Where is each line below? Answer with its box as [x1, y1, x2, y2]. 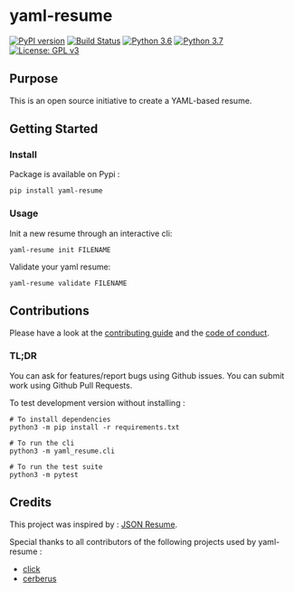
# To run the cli [9, 438, 75, 447]
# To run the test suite [9, 462, 103, 471]
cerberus [22, 573, 57, 584]
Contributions [9, 304, 90, 319]
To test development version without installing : [9, 397, 185, 408]
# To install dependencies [9, 415, 111, 424]
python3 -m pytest [9, 470, 79, 479]
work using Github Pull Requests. [9, 380, 133, 390]
